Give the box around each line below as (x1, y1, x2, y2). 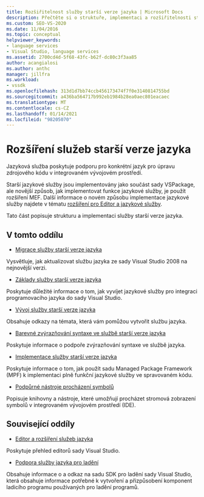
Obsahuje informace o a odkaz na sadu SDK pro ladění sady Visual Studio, (6, 470, 192, 478)
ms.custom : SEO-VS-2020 (6, 20, 67, 26)
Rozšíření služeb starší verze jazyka (6, 142, 191, 156)
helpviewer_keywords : (6, 37, 61, 43)
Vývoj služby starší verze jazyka (15, 306, 96, 313)
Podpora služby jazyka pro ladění (15, 459, 99, 466)
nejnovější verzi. (6, 264, 47, 271)
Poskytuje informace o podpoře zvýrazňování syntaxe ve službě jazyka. (6, 341, 186, 349)
